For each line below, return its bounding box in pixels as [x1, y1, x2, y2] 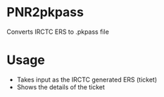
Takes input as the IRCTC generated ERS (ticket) [16, 75, 158, 84]
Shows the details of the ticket [16, 82, 105, 91]
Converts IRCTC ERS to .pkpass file [6, 27, 110, 36]
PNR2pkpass [6, 4, 84, 20]
